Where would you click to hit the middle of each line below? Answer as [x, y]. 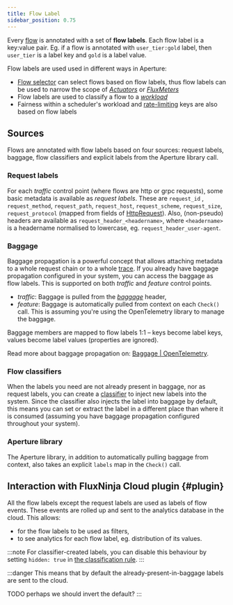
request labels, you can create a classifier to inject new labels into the [107, 394]
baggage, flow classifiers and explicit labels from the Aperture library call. [113, 158]
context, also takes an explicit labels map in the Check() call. [94, 464]
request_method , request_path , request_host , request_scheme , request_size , [115, 206]
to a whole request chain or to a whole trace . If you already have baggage [113, 268]
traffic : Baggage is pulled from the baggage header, [92, 296]
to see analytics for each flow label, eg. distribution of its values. [110, 539]
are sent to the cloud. [38, 581]
